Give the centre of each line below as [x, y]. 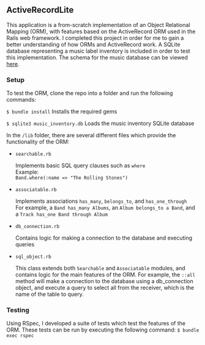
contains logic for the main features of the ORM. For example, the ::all [105, 275]
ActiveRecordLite [40, 10]
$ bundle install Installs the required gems [62, 112]
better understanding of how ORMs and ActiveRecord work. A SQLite [93, 44]
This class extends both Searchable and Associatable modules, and [100, 268]
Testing [18, 310]
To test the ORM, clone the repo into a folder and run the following [90, 93]
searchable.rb [33, 154]
